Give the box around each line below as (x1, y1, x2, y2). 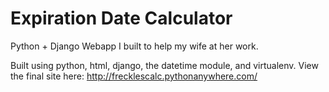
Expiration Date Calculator (10, 7, 233, 30)
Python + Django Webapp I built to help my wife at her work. (10, 40, 259, 52)
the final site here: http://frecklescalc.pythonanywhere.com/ (10, 70, 258, 82)
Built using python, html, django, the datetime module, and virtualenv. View (10, 59, 319, 71)
